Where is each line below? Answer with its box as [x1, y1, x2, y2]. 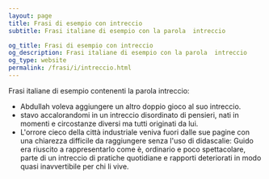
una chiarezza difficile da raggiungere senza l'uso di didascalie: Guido [19, 135, 254, 145]
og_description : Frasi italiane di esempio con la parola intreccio [8, 49, 248, 57]
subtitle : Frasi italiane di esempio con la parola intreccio [8, 27, 226, 35]
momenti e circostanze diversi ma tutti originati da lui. [19, 119, 199, 128]
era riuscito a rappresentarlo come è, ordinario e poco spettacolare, [19, 144, 246, 154]
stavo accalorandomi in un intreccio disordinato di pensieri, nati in [19, 110, 240, 119]
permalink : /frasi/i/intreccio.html [8, 64, 132, 73]
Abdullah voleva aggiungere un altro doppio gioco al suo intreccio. [19, 102, 242, 111]
